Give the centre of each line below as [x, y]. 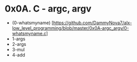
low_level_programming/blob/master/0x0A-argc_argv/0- [71, 28]
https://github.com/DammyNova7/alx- [92, 23]
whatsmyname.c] [30, 33]
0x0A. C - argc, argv [48, 9]
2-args [19, 44]
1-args [19, 39]
